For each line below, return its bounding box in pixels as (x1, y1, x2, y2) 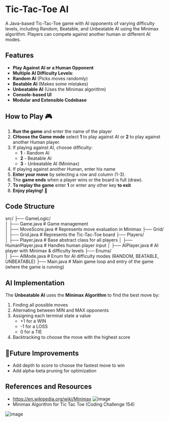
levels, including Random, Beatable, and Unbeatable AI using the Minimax (5, 25, 159, 31)
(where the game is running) (5, 264, 65, 270)
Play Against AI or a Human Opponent (12, 64, 94, 70)
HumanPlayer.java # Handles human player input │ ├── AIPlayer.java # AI (5, 242, 159, 249)
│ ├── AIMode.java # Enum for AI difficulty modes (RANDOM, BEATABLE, (5, 253, 159, 259)
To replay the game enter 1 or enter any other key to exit (12, 182, 131, 188)
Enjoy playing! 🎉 (12, 187, 48, 194)
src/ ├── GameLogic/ (5, 215, 51, 221)
